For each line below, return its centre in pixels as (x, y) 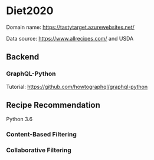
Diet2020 (30, 11)
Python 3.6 (19, 119)
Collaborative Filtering (39, 150)
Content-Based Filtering (41, 135)
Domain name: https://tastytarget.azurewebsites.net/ (70, 27)
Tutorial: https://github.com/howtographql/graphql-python (77, 86)
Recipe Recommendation (53, 105)
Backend (23, 57)
